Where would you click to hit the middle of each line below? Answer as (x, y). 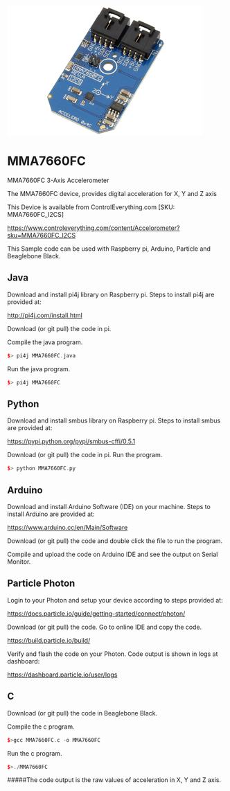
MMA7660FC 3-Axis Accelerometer (58, 180)
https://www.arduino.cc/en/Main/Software (68, 527)
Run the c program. (35, 753)
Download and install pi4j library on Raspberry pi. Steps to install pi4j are (111, 294)
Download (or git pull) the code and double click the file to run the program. (115, 541)
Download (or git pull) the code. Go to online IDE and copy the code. (105, 627)
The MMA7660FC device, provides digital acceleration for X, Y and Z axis (112, 193)
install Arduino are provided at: (51, 514)
